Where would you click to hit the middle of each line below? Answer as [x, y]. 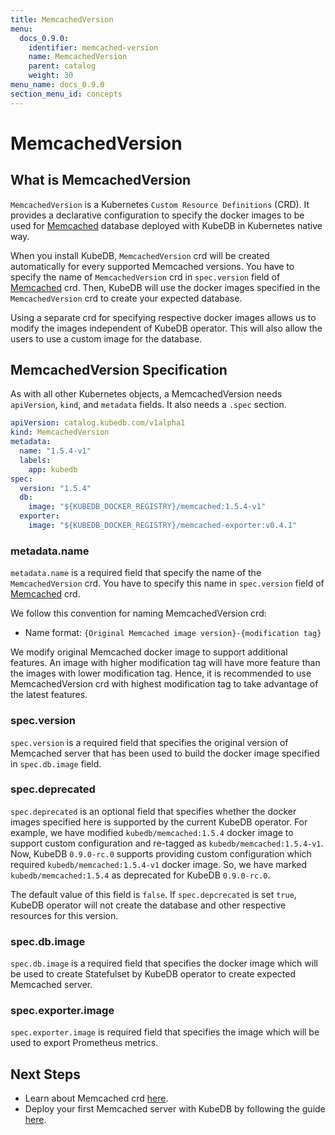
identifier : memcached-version [93, 47]
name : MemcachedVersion [78, 57]
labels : [35, 460]
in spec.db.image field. [56, 763]
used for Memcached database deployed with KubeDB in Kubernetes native [166, 225]
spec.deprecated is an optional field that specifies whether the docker [153, 811]
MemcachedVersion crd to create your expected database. [126, 298]
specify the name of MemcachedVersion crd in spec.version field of [145, 277]
